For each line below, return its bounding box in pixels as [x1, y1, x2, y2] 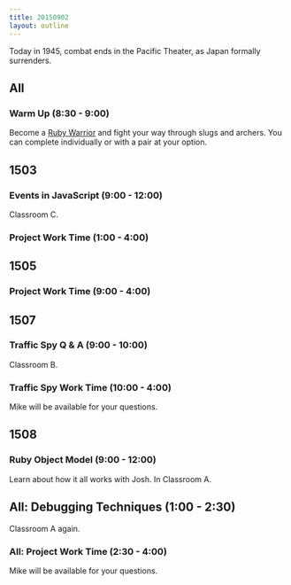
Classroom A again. [9, 523, 80, 534]
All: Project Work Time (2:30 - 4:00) [9, 545, 168, 558]
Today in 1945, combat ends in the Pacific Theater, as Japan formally [9, 45, 261, 56]
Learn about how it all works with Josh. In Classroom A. [9, 473, 212, 484]
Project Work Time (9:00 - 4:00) [9, 285, 151, 298]
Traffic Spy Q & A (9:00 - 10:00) [9, 339, 148, 351]
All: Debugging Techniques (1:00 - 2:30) [9, 500, 236, 515]
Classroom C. [9, 209, 59, 220]
